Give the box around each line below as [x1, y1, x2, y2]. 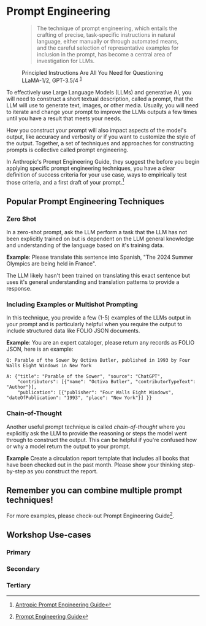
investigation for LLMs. [36, 57, 95, 64]
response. [6, 284, 32, 292]
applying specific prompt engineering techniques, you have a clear [6, 164, 175, 172]
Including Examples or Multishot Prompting [6, 300, 138, 308]
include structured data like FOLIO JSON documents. [6, 327, 140, 335]
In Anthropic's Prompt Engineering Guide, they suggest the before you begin [6, 158, 200, 165]
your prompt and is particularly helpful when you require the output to [6, 321, 183, 328]
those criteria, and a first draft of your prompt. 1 [6, 177, 124, 186]
